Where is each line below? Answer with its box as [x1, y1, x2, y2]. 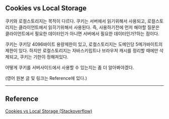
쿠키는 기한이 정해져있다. [20, 54, 69, 60]
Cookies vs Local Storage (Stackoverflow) [5, 108, 93, 114]
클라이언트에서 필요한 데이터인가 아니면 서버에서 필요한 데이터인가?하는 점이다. [5, 30, 159, 37]
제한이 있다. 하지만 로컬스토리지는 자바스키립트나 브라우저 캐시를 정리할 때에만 [5, 47, 158, 53]
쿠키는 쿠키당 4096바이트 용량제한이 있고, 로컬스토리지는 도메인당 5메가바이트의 [5, 41, 163, 47]
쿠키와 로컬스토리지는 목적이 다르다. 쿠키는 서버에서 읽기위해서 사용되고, [5, 18, 146, 24]
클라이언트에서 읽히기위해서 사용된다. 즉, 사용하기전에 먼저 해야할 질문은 [18, 24, 160, 30]
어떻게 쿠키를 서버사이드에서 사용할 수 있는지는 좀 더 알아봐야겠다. [5, 64, 134, 70]
